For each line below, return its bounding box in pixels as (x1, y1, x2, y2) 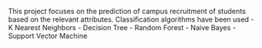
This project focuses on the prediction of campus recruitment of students (8, 7, 246, 15)
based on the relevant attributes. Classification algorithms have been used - (8, 15, 254, 24)
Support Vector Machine (8, 31, 88, 40)
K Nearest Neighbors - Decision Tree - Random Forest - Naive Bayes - (8, 23, 236, 32)
